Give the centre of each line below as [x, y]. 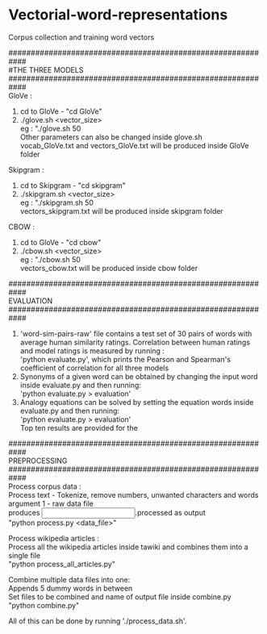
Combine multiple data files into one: [69, 579]
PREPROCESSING [38, 461]
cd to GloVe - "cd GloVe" [61, 111]
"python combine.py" [44, 605]
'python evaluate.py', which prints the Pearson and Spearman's [125, 359]
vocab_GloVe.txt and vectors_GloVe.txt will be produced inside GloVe [134, 145]
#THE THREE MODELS [46, 69]
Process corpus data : [45, 486]
